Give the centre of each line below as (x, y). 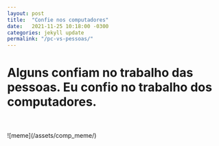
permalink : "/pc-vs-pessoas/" (50, 39)
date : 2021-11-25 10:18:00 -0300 (58, 26)
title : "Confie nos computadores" (58, 20)
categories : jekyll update (46, 33)
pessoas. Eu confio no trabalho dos (110, 87)
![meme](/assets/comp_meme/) (52, 136)
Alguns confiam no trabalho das (100, 73)
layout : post (26, 13)
